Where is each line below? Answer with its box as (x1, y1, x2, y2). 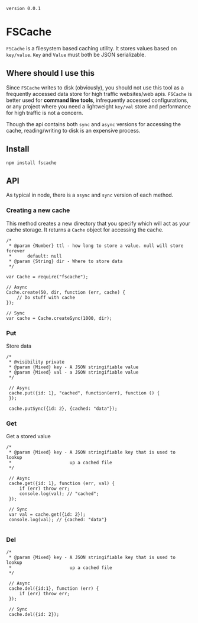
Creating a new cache (6, 206, 70, 214)
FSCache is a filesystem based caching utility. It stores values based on (6, 44, 177, 52)
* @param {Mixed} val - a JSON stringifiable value (8, 369, 139, 375)
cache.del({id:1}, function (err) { (8, 585, 99, 592)
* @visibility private (8, 359, 65, 365)
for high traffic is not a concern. (6, 109, 84, 116)
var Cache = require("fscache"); (6, 274, 89, 280)
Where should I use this (6, 68, 95, 78)
